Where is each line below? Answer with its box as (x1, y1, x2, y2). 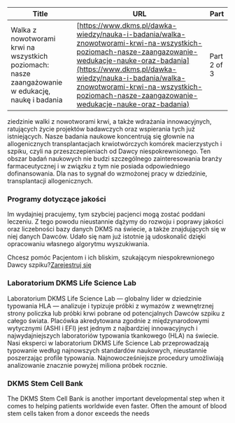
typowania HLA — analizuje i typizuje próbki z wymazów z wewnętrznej (7, 301, 214, 310)
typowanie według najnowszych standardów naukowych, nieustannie (7, 346, 208, 354)
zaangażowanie (10, 78, 63, 87)
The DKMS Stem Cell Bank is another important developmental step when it (7, 394, 225, 403)
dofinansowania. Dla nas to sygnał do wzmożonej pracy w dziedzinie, (7, 169, 208, 178)
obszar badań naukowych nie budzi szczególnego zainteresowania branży (7, 155, 222, 163)
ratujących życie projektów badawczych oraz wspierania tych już (7, 125, 196, 133)
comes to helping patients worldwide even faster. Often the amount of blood (7, 401, 227, 410)
